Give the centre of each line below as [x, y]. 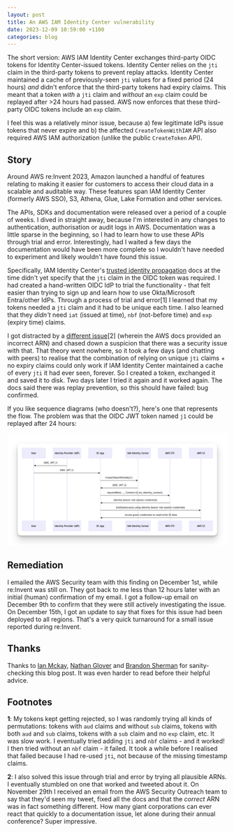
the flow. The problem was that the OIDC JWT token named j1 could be [110, 416]
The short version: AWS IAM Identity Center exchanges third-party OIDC [111, 58]
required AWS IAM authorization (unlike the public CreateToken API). [105, 138]
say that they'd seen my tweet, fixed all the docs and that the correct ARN [114, 799]
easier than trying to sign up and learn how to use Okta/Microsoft [101, 292]
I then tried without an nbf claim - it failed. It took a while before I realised [112, 749]
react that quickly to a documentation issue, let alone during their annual [111, 814]
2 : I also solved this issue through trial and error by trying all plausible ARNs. [117, 777]
